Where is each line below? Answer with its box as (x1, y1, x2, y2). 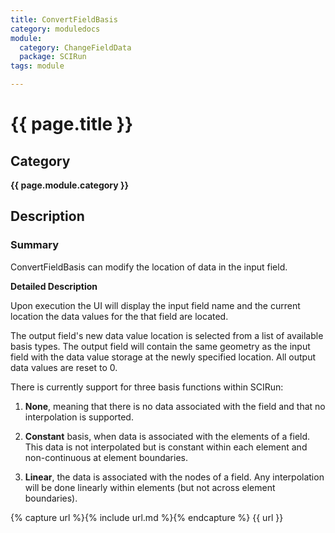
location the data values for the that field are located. (10, 310, 229, 322)
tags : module (10, 61, 65, 71)
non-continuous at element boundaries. (24, 451, 188, 463)
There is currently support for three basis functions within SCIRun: (10, 381, 284, 393)
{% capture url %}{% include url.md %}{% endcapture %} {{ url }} (10, 511, 284, 523)
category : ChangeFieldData (19, 42, 132, 53)
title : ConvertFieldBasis (10, 14, 118, 25)
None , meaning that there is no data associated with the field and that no (24, 400, 326, 412)
